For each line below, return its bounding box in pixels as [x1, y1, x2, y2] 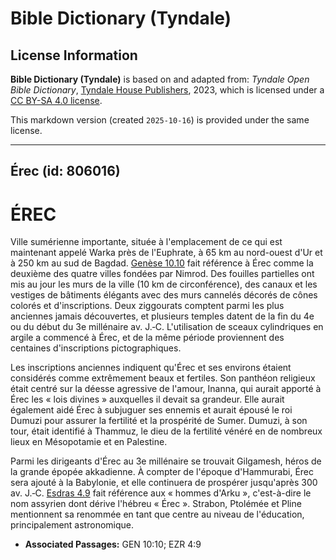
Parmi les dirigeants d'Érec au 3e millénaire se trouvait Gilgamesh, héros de [10, 455, 322, 467]
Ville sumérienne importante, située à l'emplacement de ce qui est [10, 236, 283, 248]
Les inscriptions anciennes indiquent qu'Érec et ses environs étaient [10, 362, 292, 374]
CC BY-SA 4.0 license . [10, 95, 103, 106]
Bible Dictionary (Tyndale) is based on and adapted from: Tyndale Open [10, 73, 310, 85]
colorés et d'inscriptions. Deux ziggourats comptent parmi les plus [10, 300, 285, 312]
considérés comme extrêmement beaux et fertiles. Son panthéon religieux [10, 372, 316, 384]
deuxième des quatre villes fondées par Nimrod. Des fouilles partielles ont [10, 268, 315, 280]
